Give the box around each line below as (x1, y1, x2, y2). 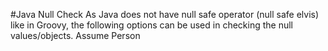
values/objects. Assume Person (10, 30, 141, 41)
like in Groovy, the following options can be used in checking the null (10, 19, 293, 31)
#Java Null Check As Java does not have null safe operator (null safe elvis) (10, 9, 320, 20)
